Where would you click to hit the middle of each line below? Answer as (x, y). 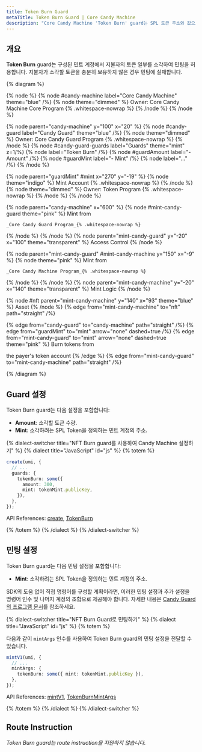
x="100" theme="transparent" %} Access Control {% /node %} (84, 242)
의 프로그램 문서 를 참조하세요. (41, 606)
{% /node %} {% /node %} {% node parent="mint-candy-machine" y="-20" (100, 283)
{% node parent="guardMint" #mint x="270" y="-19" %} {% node (87, 177)
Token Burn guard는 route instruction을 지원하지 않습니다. (76, 742)
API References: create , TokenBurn (50, 518)
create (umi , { (24, 462)
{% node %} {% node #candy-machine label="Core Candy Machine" (92, 96)
